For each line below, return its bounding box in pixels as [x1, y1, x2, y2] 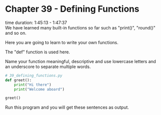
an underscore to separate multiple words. [5, 64, 91, 69]
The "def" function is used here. [5, 49, 70, 55]
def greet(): [5, 77, 32, 83]
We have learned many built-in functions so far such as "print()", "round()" [5, 24, 156, 30]
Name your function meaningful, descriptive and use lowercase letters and [5, 58, 156, 64]
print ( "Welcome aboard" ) [14, 87, 65, 92]
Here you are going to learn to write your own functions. [5, 39, 119, 45]
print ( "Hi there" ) [14, 82, 52, 87]
